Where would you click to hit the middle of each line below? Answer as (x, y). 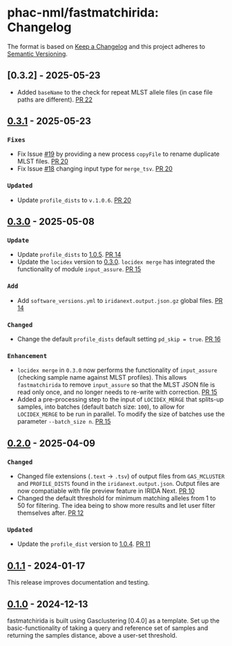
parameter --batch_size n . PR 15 (64, 422)
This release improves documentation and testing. (78, 583)
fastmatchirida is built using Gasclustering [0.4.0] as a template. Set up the (113, 620)
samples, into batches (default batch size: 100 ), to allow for (101, 407)
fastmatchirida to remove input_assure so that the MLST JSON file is (116, 385)
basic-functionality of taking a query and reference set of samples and (108, 628)
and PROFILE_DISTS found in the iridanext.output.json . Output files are (118, 483)
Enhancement (27, 356)
